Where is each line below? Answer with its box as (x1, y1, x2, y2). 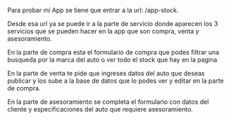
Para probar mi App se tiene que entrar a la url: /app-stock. (7, 6, 179, 14)
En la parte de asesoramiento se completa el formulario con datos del (7, 98, 209, 106)
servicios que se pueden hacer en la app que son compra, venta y (7, 27, 199, 35)
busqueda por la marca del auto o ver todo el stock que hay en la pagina (7, 55, 218, 64)
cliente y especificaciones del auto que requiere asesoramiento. (7, 105, 194, 113)
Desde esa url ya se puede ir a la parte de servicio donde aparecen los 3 (7, 20, 218, 27)
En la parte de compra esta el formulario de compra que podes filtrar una (7, 48, 220, 56)
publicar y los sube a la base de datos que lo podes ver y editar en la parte (7, 76, 224, 85)
